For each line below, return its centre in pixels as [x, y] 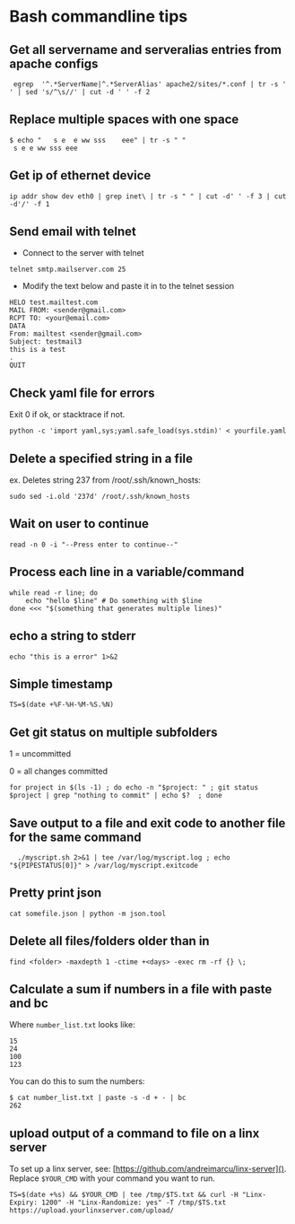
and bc [29, 1003]
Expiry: [24, 1203]
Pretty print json [56, 893]
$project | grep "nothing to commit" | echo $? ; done [116, 796]
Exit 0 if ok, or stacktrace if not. [67, 415]
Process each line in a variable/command [127, 572]
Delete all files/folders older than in [109, 941]
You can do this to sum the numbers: [77, 1081]
